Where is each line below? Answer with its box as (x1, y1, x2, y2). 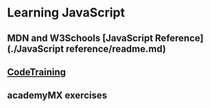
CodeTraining (7, 66, 67, 78)
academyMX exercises (7, 89, 108, 101)
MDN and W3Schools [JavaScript (7, 32, 153, 44)
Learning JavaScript (7, 5, 126, 21)
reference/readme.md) (65, 43, 166, 54)
